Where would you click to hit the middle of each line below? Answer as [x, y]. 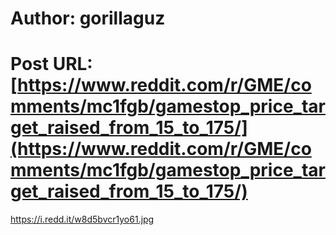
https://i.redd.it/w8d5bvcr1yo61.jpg [82, 219]
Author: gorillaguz [88, 18]
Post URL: [51, 64]
